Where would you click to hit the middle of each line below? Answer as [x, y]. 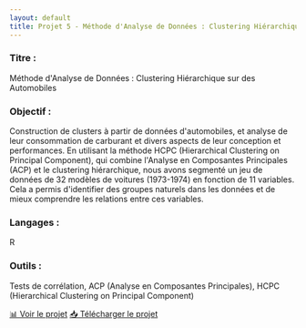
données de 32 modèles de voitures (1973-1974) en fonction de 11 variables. [152, 179]
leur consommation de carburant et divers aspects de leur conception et [145, 141]
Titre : [23, 58]
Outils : [26, 266]
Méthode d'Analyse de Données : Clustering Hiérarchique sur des [133, 77]
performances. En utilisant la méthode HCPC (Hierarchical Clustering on [145, 150]
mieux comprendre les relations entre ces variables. [107, 199]
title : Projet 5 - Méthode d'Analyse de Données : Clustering [130, 26]
